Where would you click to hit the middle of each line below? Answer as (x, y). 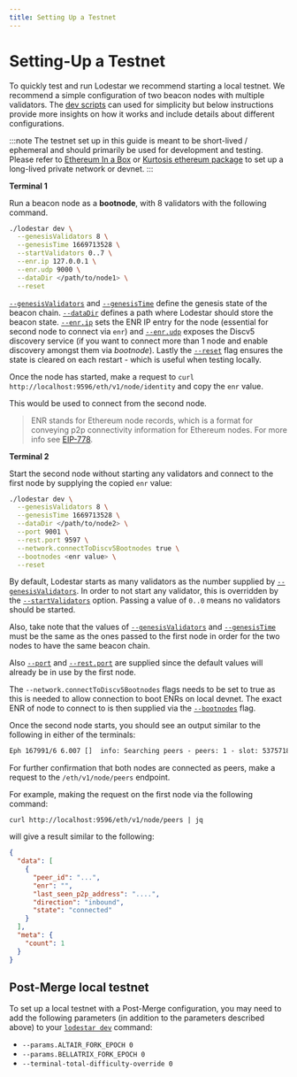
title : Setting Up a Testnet (63, 17)
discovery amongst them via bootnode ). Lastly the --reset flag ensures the (146, 350)
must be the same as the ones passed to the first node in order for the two (145, 636)
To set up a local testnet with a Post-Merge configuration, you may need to (145, 1009)
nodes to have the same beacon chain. (80, 646)
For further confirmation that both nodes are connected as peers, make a (142, 768)
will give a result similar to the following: (82, 836)
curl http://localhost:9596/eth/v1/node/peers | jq (106, 820)
